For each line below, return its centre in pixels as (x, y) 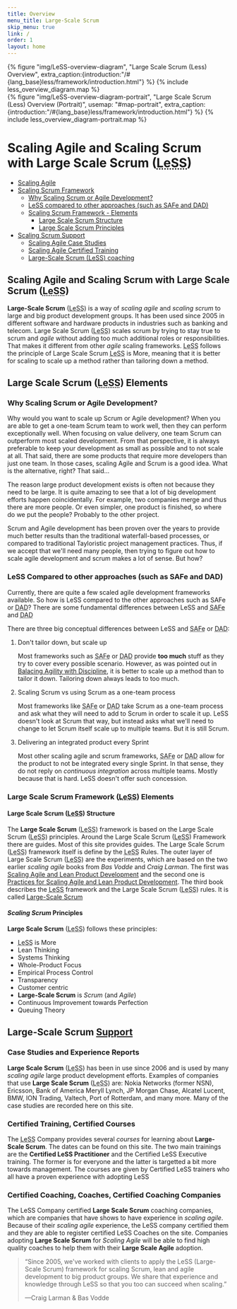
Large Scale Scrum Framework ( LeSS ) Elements (91, 796)
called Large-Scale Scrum (45, 897)
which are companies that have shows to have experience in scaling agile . (115, 1218)
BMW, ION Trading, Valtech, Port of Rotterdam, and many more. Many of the (118, 1098)
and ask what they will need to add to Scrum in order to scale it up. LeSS (123, 713)
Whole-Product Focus (49, 965)
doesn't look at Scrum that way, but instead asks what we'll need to (115, 721)
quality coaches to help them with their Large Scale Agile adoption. (105, 1248)
